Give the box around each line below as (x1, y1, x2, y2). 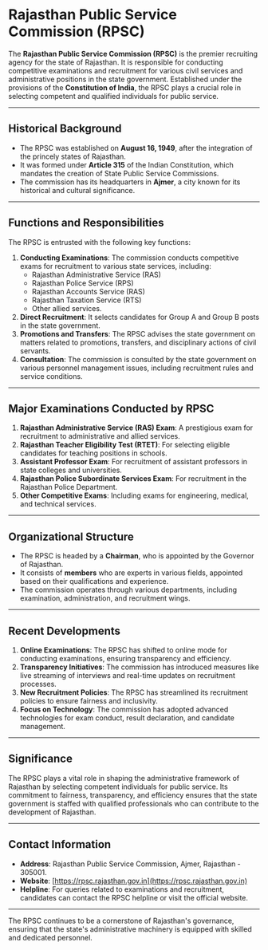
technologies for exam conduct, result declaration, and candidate (19, 713, 235, 723)
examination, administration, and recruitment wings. (19, 593, 191, 603)
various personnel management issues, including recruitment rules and (19, 363, 254, 373)
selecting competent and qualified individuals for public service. (8, 91, 219, 101)
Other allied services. (31, 303, 102, 313)
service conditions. (19, 371, 83, 380)
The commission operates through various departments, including (19, 585, 238, 595)
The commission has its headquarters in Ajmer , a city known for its (19, 177, 241, 187)
